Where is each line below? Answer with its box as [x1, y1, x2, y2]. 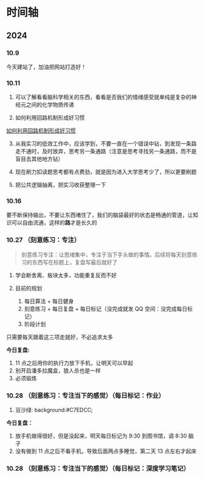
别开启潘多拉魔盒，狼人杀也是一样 [15, 367, 101, 374]
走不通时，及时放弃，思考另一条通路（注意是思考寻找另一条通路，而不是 [15, 148, 197, 155]
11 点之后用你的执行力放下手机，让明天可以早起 [15, 359, 134, 366]
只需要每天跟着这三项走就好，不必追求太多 [6, 333, 113, 341]
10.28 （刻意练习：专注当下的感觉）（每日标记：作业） [6, 391, 165, 400]
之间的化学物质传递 [26, 101, 74, 109]
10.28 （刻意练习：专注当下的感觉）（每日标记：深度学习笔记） [6, 464, 190, 473]
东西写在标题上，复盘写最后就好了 [32, 258, 118, 266]
